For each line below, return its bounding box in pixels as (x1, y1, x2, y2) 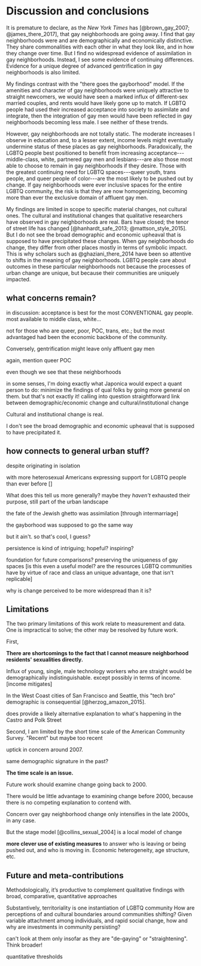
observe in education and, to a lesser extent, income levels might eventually (6, 136, 193, 143)
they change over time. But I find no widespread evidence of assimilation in (6, 49, 191, 56)
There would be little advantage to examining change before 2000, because (6, 793, 193, 800)
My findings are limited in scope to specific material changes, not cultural (6, 205, 187, 212)
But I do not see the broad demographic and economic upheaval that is (6, 231, 181, 238)
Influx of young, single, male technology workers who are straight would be (6, 668, 193, 675)
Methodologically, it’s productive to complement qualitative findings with (6, 886, 185, 893)
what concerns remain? (6, 293, 96, 304)
